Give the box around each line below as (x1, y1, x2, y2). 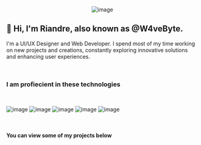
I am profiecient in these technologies (6, 80, 121, 88)
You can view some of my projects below (6, 132, 112, 139)
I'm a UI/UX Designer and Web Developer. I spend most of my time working (6, 40, 196, 47)
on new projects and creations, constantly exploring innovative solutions (6, 46, 188, 54)
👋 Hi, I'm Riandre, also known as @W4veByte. (6, 24, 183, 34)
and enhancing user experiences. (6, 53, 90, 60)
